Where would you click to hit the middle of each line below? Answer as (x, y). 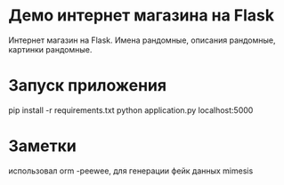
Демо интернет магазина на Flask (142, 16)
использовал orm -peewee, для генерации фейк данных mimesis (131, 171)
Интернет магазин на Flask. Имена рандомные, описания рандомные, (142, 40)
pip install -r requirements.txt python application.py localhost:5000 (131, 110)
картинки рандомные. (50, 49)
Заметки (42, 146)
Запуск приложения (87, 86)
